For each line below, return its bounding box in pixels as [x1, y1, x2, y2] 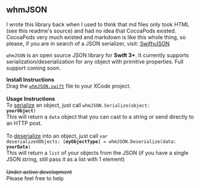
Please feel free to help [6, 174, 64, 182]
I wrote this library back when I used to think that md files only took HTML [6, 20, 190, 28]
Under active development [6, 168, 72, 175]
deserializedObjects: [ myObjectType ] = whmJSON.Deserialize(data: [6, 138, 177, 145]
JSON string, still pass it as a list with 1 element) [6, 156, 125, 163]
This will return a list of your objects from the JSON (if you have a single [6, 149, 189, 156]
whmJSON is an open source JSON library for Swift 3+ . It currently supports [6, 51, 189, 59]
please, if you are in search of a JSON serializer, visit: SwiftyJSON [6, 40, 170, 47]
